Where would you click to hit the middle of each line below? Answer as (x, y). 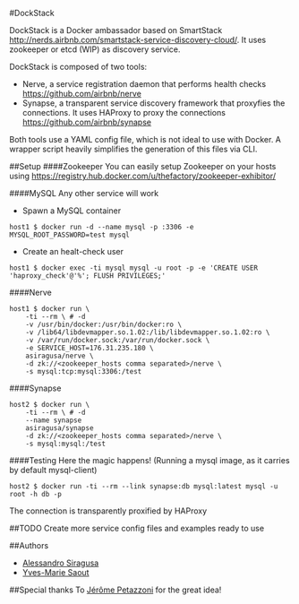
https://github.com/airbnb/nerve (81, 94)
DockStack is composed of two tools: (78, 67)
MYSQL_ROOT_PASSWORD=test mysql (69, 235)
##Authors (29, 545)
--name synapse (54, 420)
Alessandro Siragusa (60, 563)
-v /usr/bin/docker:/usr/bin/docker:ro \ (103, 324)
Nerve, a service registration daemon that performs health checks (144, 84)
